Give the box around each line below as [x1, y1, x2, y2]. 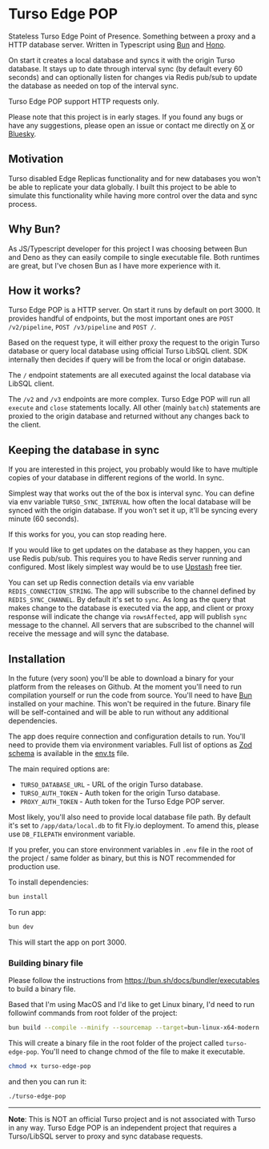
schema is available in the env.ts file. [8, 749, 130, 758]
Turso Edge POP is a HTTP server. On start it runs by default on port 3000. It [8, 305, 261, 315]
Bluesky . [8, 129, 37, 139]
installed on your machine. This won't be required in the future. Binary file [8, 699, 251, 708]
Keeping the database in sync [8, 443, 160, 457]
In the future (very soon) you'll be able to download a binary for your [8, 674, 235, 682]
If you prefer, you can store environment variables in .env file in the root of [8, 845, 254, 854]
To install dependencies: [8, 877, 90, 887]
